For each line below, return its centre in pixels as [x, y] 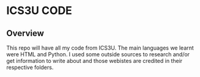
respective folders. [30, 67]
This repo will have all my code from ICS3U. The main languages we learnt [100, 48]
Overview [25, 33]
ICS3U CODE [39, 11]
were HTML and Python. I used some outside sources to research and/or [98, 54]
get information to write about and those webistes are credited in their [94, 61]
